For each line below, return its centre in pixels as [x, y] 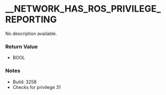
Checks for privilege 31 [37, 87]
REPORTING [31, 19]
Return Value [22, 46]
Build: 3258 [25, 82]
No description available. [31, 33]
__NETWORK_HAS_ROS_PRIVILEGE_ [83, 9]
